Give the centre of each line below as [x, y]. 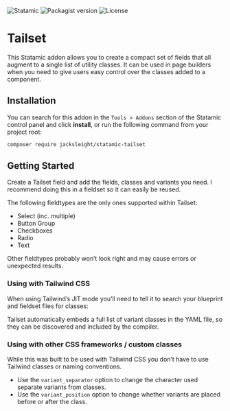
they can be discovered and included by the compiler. [83, 327]
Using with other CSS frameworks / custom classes [95, 344]
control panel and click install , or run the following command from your [108, 124]
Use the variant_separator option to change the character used [107, 380]
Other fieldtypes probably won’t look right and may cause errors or [102, 259]
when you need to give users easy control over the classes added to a [106, 71]
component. [24, 79]
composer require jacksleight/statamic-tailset [77, 144]
